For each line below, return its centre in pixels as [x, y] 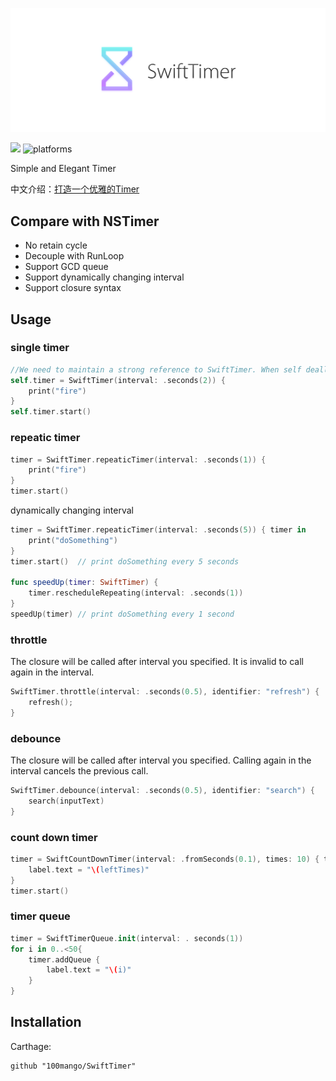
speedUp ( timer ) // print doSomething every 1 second [122, 614]
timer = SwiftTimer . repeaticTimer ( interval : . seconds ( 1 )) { [138, 459]
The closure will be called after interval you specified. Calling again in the [161, 760]
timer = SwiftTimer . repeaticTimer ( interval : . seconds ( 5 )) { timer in [158, 530]
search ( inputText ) [66, 801]
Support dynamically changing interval [104, 277]
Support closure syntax [73, 288]
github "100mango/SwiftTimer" [73, 1066]
